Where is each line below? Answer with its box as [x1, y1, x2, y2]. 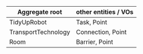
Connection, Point [76, 28, 127, 36]
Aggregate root [17, 8, 62, 16]
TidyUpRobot [9, 18, 47, 26]
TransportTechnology [9, 28, 71, 36]
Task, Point [76, 18, 107, 26]
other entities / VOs [76, 8, 134, 16]
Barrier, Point [76, 38, 113, 46]
